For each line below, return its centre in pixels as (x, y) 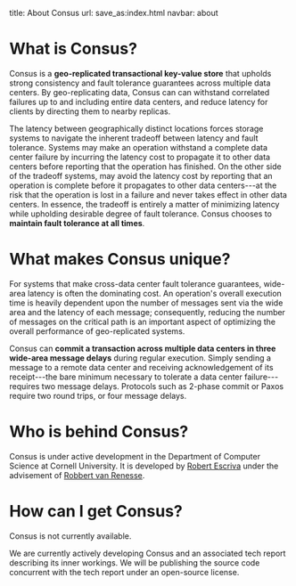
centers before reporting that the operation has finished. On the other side (146, 166)
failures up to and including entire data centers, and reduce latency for (139, 102)
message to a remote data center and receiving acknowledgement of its (141, 367)
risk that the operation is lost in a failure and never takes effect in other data (148, 194)
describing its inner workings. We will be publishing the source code (135, 562)
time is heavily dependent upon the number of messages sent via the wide (146, 303)
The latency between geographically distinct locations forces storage (136, 128)
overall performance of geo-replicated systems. (97, 331)
